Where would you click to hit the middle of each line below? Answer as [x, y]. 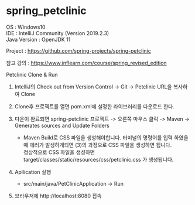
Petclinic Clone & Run [32, 74]
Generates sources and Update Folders [62, 125]
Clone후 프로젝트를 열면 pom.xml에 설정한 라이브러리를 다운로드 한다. [94, 106]
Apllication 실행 [33, 172]
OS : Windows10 [26, 27]
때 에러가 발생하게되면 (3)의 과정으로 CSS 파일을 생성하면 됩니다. [97, 145]
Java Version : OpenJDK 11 [38, 39]
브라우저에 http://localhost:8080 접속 [58, 196]
